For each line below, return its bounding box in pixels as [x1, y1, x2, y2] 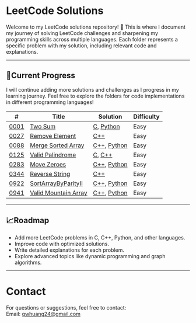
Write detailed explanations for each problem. [14, 246, 124, 253]
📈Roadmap [6, 216, 50, 225]
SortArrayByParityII [30, 179, 83, 187]
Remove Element [30, 131, 76, 140]
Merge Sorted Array [30, 141, 85, 150]
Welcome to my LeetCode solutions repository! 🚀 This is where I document [6, 23, 185, 30]
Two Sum [30, 122, 56, 130]
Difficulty [133, 112, 160, 120]
